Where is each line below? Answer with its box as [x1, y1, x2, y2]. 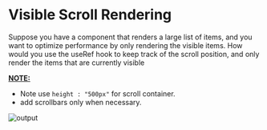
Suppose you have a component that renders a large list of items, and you [8, 32, 253, 42]
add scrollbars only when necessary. [19, 97, 142, 107]
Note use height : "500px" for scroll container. [19, 88, 176, 98]
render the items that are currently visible [8, 58, 145, 67]
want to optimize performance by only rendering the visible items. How [8, 40, 243, 50]
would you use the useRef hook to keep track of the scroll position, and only [8, 49, 260, 59]
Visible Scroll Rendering [8, 6, 172, 24]
